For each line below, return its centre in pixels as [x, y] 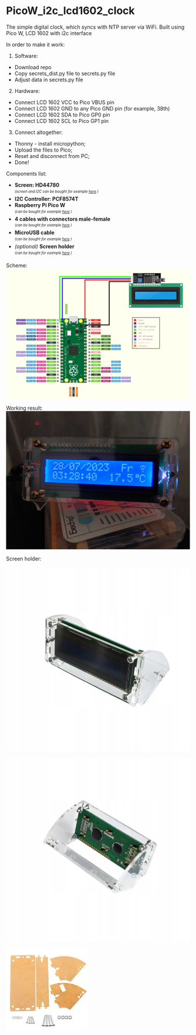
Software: [26, 56]
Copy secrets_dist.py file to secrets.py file [65, 73]
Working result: [24, 408]
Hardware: [27, 91]
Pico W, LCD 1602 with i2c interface [49, 33]
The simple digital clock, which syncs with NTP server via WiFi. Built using [95, 27]
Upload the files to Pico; [43, 150]
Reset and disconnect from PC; [52, 156]
